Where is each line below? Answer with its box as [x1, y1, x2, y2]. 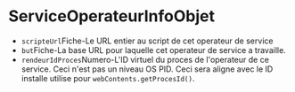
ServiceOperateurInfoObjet [8, 6, 216, 27]
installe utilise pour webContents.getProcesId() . [20, 73, 195, 83]
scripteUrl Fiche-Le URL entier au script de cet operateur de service [20, 35, 274, 46]
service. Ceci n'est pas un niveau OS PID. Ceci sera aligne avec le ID [20, 64, 274, 74]
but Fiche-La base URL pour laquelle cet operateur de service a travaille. [20, 44, 286, 55]
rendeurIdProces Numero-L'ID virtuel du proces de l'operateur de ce [20, 54, 269, 65]
